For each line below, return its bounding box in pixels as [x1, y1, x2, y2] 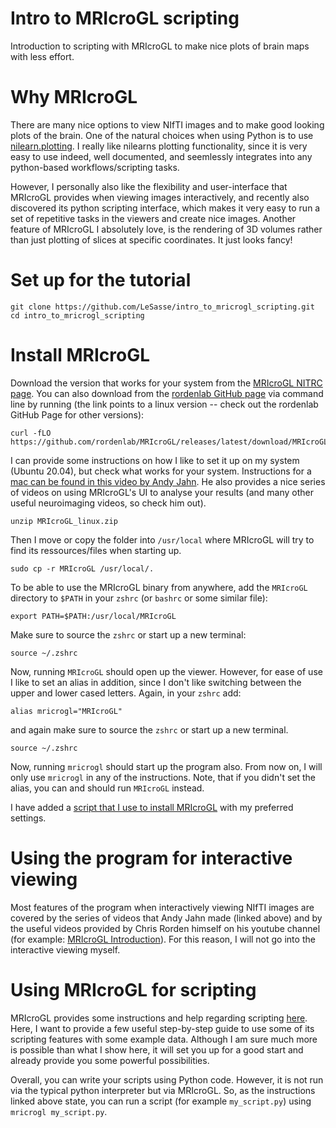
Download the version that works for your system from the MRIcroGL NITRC [10, 377, 323, 389]
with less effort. [10, 50, 75, 62]
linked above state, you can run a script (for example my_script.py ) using [10, 1095, 312, 1107]
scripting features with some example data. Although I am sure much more [10, 1033, 318, 1045]
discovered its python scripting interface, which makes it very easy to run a [10, 202, 321, 214]
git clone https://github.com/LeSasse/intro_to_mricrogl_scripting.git [10, 302, 315, 312]
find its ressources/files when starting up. [10, 544, 182, 556]
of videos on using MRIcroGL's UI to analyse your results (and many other [10, 486, 314, 498]
